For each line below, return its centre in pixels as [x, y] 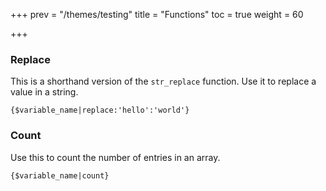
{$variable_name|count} [60, 175]
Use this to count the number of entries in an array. [115, 157]
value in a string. [44, 92]
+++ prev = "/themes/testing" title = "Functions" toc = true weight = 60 [157, 14]
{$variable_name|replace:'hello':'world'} [100, 110]
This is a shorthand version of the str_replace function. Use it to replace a [163, 81]
